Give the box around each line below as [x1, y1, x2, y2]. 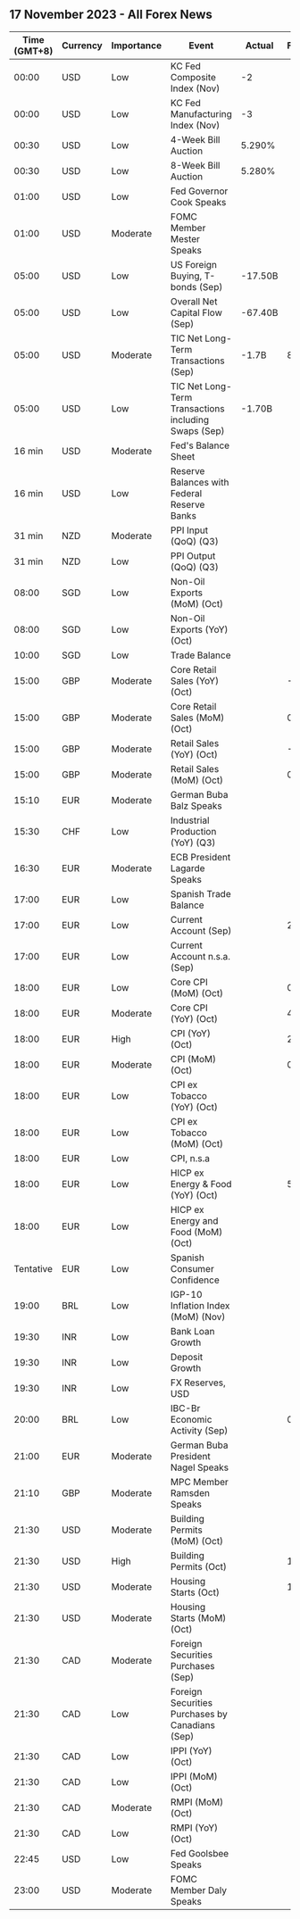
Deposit [170, 1350, 204, 1363]
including [170, 413, 210, 426]
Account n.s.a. [170, 950, 230, 962]
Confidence [170, 1274, 221, 1286]
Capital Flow [170, 306, 223, 319]
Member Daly [170, 1883, 228, 1896]
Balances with [170, 476, 229, 488]
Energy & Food [170, 1177, 232, 1190]
